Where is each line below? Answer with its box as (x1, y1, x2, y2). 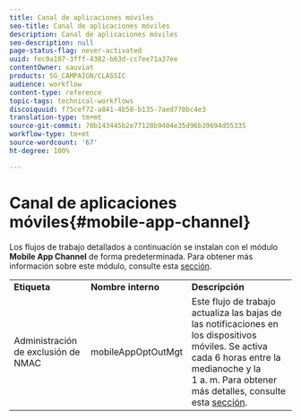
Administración (13, 334, 78, 347)
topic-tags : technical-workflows (9, 96, 134, 106)
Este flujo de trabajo (191, 295, 276, 307)
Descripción (191, 280, 245, 293)
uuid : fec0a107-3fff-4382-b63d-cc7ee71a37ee (9, 55, 178, 64)
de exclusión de (13, 346, 81, 358)
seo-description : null (9, 38, 94, 47)
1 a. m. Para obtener (191, 373, 278, 386)
